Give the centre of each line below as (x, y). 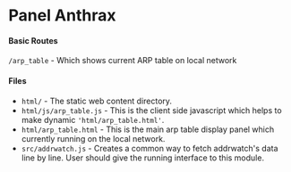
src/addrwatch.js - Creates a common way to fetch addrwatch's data (150, 148)
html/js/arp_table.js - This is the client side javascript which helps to (152, 110)
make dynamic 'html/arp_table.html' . (93, 119)
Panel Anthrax (62, 16)
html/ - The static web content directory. (96, 101)
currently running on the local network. (93, 138)
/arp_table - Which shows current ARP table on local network (123, 61)
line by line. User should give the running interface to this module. (143, 158)
